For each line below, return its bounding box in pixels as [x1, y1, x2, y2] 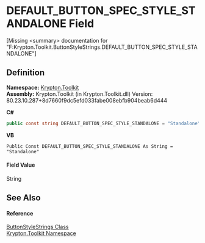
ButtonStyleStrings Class [6, 223, 69, 231]
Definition [6, 68, 45, 78]
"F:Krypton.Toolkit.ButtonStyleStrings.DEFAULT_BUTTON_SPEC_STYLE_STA [6, 43, 198, 51]
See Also [6, 193, 41, 203]
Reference [6, 209, 34, 217]
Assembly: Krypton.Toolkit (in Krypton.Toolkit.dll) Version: [6, 90, 153, 98]
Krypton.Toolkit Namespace [6, 230, 76, 237]
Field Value [6, 161, 35, 169]
